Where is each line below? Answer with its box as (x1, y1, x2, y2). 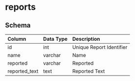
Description (72, 36, 100, 42)
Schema (5, 21, 31, 29)
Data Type (43, 36, 67, 42)
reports (5, 1, 36, 13)
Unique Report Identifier (72, 44, 128, 51)
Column (7, 36, 26, 42)
